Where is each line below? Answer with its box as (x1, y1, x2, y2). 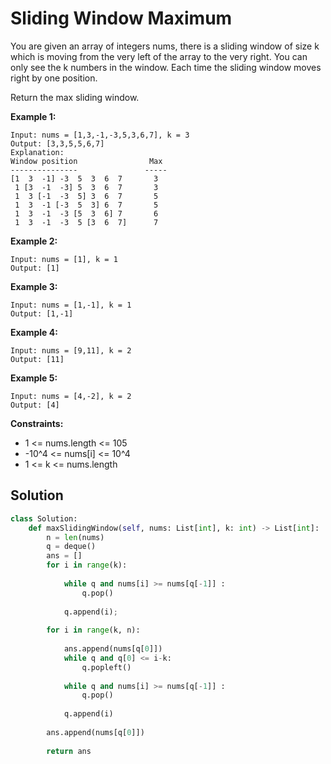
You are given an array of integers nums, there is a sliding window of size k (10, 40, 320, 52)
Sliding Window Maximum (10, 7, 233, 30)
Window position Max (10, 156, 163, 166)
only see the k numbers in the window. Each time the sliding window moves (10, 61, 322, 73)
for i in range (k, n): (46, 625, 141, 636)
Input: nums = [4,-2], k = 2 (10, 391, 132, 401)
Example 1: (10, 110, 57, 122)
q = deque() (46, 542, 97, 552)
